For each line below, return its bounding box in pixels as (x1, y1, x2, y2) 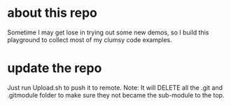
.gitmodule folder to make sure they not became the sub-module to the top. (7, 91, 225, 99)
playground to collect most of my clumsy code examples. (7, 35, 173, 44)
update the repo (7, 60, 102, 77)
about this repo (7, 5, 98, 21)
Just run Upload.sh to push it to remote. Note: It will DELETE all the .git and (7, 83, 223, 92)
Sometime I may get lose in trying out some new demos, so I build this (7, 28, 209, 37)
